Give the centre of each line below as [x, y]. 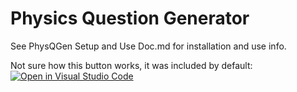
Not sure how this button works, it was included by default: [131, 65]
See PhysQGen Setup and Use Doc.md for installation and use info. [148, 46]
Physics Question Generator [130, 18]
